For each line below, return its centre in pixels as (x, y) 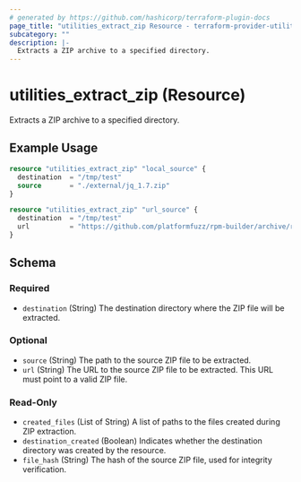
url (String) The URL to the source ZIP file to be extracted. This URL (148, 369)
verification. (44, 469)
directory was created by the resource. (94, 451)
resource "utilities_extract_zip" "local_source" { (107, 168)
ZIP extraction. (49, 432)
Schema (33, 263)
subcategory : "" (39, 34)
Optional (28, 340)
